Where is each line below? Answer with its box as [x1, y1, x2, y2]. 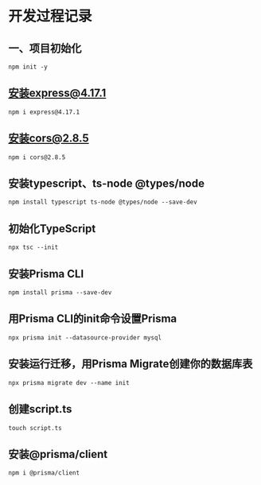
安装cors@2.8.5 [8, 132, 89, 145]
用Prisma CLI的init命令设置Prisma [8, 312, 177, 326]
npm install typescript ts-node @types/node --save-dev [8, 198, 197, 207]
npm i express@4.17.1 [8, 108, 80, 116]
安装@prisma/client [8, 447, 108, 461]
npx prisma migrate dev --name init [8, 378, 130, 386]
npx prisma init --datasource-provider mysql [8, 333, 162, 342]
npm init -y [8, 63, 48, 71]
